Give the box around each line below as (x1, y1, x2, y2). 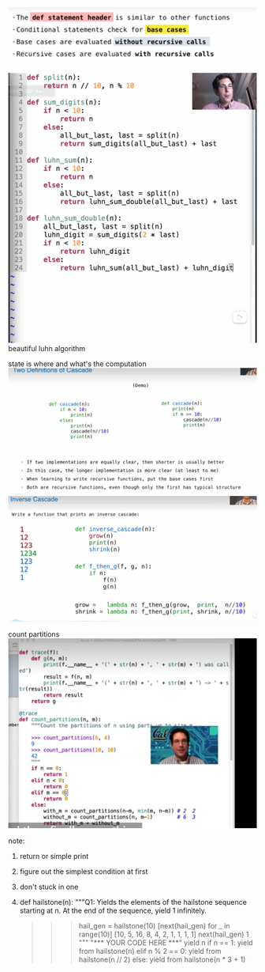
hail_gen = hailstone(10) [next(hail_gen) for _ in (78, 921, 230, 931)
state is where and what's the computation (8, 359, 147, 369)
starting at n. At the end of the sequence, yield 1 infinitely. (19, 906, 207, 916)
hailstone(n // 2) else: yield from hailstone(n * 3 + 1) (78, 955, 246, 964)
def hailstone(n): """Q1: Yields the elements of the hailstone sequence (19, 898, 247, 907)
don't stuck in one (19, 882, 79, 892)
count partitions (8, 630, 60, 639)
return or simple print (19, 852, 89, 861)
